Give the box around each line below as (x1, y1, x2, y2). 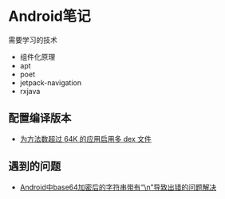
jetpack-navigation (19, 77, 82, 88)
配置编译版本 (8, 111, 72, 125)
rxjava (19, 86, 41, 96)
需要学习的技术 (8, 35, 57, 45)
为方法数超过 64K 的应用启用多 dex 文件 (19, 134, 152, 143)
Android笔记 (8, 7, 92, 25)
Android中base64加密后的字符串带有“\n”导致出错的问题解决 (19, 182, 217, 192)
